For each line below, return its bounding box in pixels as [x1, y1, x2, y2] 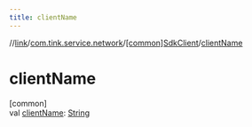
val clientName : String [9, 107, 91, 118]
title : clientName [9, 12, 77, 22]
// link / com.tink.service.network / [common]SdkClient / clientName [9, 37, 243, 48]
